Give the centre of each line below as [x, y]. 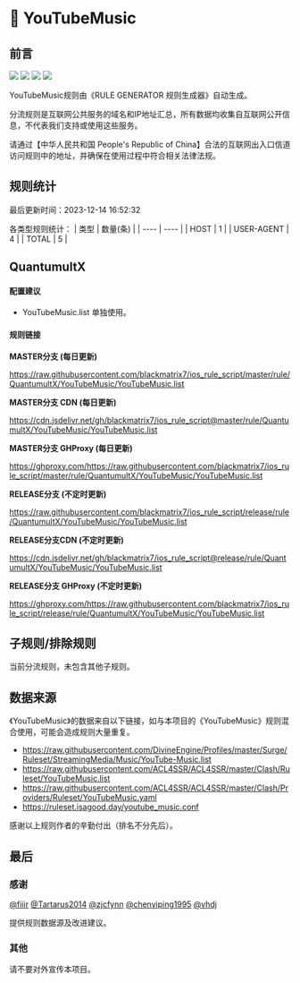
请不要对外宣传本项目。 [52, 970]
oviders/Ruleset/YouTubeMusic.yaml [90, 798]
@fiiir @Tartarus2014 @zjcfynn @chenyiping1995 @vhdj [113, 904]
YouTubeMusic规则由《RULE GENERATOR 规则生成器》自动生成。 [131, 95]
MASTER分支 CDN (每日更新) [63, 402]
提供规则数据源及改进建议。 [60, 922]
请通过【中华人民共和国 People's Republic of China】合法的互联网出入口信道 [150, 144]
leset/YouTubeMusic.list [66, 779]
